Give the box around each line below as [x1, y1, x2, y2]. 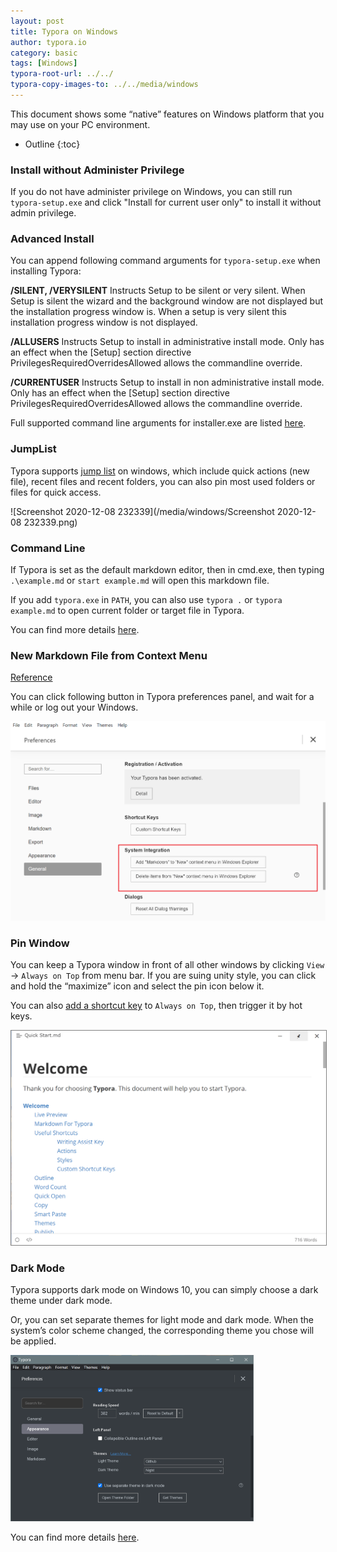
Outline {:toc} [24, 138, 81, 150]
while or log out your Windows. [10, 701, 139, 714]
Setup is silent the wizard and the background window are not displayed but [10, 295, 323, 307]
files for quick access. [10, 486, 102, 498]
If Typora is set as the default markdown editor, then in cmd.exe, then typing [10, 564, 325, 576]
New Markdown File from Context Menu [10, 648, 208, 662]
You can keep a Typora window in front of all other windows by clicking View [10, 958, 325, 970]
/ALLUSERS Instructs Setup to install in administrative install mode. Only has [10, 336, 325, 348]
